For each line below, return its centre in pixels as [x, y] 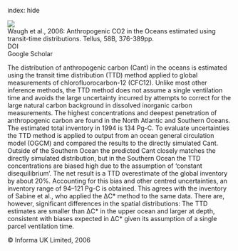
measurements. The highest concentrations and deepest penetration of [112, 113]
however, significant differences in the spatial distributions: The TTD [108, 203]
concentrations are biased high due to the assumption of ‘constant [105, 166]
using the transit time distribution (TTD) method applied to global [103, 75]
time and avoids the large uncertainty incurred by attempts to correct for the [119, 98]
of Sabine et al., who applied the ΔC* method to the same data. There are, [116, 196]
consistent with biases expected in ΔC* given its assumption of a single [112, 219]
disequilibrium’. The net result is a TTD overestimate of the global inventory [118, 173]
